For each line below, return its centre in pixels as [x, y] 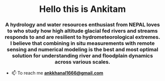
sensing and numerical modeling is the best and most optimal [82, 50]
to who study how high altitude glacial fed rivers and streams [82, 31]
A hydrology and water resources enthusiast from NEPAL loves [82, 25]
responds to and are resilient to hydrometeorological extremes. [82, 37]
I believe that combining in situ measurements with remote [82, 43]
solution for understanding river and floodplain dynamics [82, 56]
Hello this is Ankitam [82, 9]
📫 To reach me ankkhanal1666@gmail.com [57, 73]
